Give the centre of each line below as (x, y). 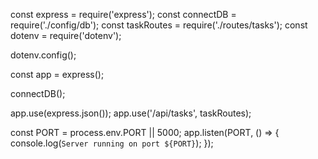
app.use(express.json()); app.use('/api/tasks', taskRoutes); (131, 113)
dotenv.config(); (43, 55)
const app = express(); (57, 74)
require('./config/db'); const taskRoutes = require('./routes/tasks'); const (159, 25)
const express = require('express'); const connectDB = (123, 14)
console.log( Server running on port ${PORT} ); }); (112, 143)
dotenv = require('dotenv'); (66, 35)
